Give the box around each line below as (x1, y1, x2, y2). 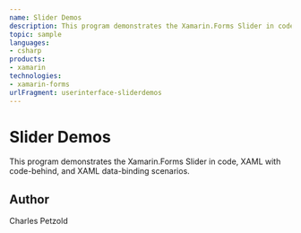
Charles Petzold (9, 216, 69, 227)
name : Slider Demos (9, 13, 82, 22)
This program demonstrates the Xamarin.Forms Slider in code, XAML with (9, 156, 281, 167)
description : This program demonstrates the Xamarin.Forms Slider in (9, 22, 275, 30)
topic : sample (9, 30, 63, 39)
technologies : (9, 72, 63, 81)
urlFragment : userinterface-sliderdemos (9, 88, 163, 97)
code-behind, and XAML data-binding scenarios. (9, 166, 190, 177)
